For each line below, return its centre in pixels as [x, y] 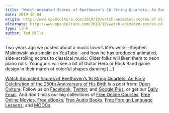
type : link [17, 29]
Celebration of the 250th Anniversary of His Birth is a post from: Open [77, 84]
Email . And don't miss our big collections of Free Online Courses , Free [78, 94]
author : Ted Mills [24, 33]
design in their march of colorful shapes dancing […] [60, 69]
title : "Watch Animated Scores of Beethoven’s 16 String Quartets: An [81, 10]
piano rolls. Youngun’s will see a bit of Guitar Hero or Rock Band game [78, 64]
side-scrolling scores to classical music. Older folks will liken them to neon [82, 58]
